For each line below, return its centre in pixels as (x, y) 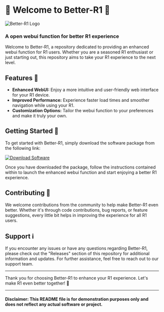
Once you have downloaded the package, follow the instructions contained (81, 167)
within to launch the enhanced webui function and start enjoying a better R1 (81, 172)
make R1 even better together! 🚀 (37, 283)
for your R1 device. (31, 95)
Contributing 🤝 (28, 193)
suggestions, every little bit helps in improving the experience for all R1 (76, 215)
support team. (19, 264)
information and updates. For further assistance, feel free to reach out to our (82, 259)
